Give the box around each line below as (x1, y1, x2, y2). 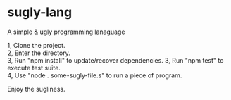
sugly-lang (7, 4, 73, 20)
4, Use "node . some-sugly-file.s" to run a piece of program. (7, 71, 182, 80)
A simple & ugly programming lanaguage (7, 27, 125, 36)
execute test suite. (7, 63, 61, 72)
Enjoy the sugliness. (7, 85, 65, 93)
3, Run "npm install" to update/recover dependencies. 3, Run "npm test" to (7, 56, 224, 64)
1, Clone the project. (7, 41, 65, 49)
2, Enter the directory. (7, 49, 70, 57)
